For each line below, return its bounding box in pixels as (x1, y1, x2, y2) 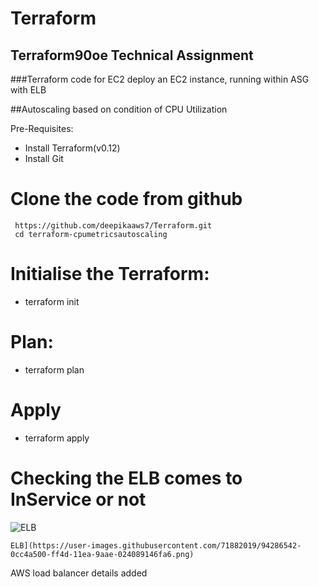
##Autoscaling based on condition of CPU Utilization (10, 103, 228, 115)
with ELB (10, 84, 47, 96)
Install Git (24, 153, 64, 164)
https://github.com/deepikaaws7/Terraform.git (14, 220, 213, 231)
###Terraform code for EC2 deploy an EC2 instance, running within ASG (10, 73, 310, 85)
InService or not (10, 488, 147, 511)
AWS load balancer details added (10, 567, 148, 579)
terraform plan (24, 363, 85, 376)
